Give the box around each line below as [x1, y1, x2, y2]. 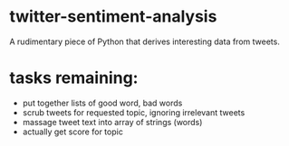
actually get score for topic [22, 126, 124, 137]
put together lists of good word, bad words [22, 97, 183, 108]
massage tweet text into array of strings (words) [22, 116, 203, 127]
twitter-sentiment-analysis [9, 6, 217, 27]
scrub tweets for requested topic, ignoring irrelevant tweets [22, 106, 246, 118]
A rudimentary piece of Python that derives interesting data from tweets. [9, 36, 281, 47]
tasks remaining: [9, 68, 139, 88]
